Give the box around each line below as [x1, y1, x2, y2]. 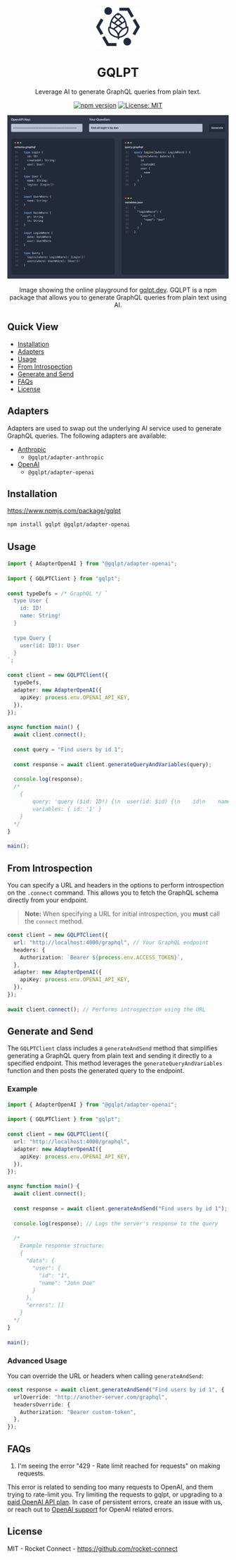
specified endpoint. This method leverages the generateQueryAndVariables [7, 1059, 223, 1067]
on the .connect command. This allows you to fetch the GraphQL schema [7, 888, 219, 897]
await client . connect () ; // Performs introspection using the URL [7, 1006, 206, 1013]
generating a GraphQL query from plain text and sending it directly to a [7, 1052, 212, 1060]
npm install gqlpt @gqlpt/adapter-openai [7, 521, 131, 528]
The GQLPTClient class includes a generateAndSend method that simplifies [7, 1044, 218, 1052]
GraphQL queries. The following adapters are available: [7, 431, 167, 440]
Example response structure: [20, 1242, 105, 1250]
